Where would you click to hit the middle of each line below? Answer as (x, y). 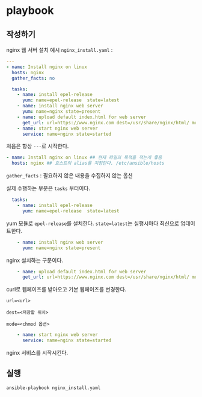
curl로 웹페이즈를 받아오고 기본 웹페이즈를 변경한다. (66, 290)
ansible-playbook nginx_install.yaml (54, 388)
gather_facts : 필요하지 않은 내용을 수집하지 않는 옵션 (70, 176)
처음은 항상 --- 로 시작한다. (38, 146)
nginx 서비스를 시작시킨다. (37, 353)
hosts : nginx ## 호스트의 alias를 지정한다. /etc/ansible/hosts (88, 164)
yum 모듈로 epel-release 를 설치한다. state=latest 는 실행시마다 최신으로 (93, 223)
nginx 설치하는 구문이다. (35, 260)
